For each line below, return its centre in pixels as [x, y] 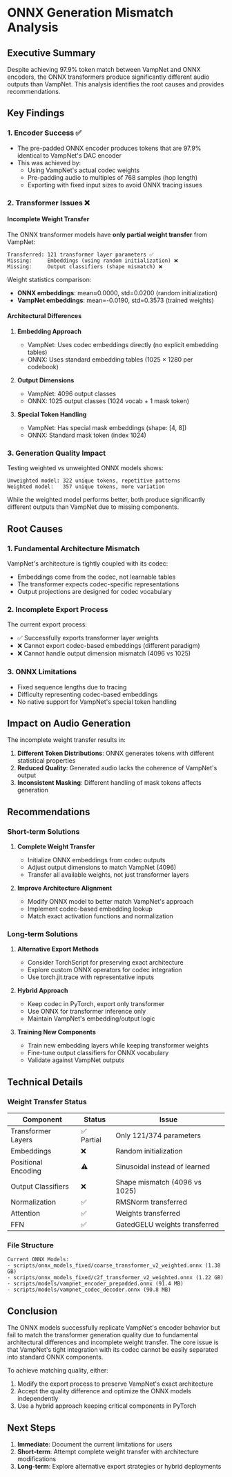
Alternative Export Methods [58, 949]
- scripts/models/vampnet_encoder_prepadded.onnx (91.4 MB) [96, 1284]
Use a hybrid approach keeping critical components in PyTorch [107, 1406]
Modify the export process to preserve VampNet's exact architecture [115, 1384]
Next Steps [31, 1428]
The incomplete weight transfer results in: [66, 740]
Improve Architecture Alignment [65, 888]
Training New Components [56, 1032]
